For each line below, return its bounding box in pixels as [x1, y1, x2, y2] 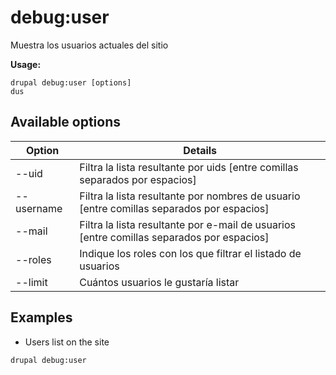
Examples [10, 309, 73, 326]
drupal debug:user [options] [10, 77, 132, 88]
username [15, 201, 63, 215]
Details [183, 143, 218, 157]
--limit [15, 275, 48, 289]
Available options [10, 114, 122, 131]
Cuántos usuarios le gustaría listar [79, 275, 240, 289]
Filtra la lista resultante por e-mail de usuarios [79, 217, 297, 231]
